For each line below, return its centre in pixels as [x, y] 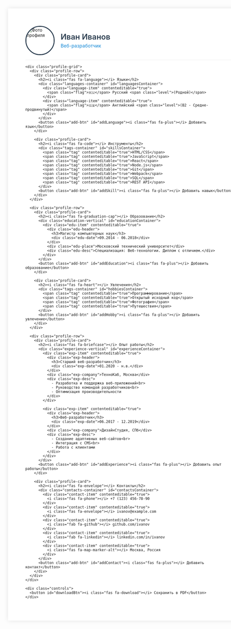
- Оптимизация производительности [86, 391]
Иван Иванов [86, 37]
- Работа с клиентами [73, 447]
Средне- [201, 105]
